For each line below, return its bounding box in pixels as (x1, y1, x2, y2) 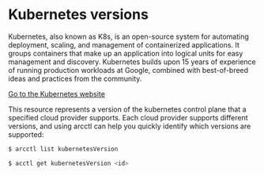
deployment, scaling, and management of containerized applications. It (8, 40, 239, 49)
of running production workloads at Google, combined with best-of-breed (8, 65, 249, 74)
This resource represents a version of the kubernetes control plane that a (8, 105, 247, 114)
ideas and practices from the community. (8, 74, 142, 83)
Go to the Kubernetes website (8, 89, 105, 98)
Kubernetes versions (8, 6, 149, 24)
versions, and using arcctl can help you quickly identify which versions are (8, 121, 251, 131)
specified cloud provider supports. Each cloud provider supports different (8, 112, 248, 122)
